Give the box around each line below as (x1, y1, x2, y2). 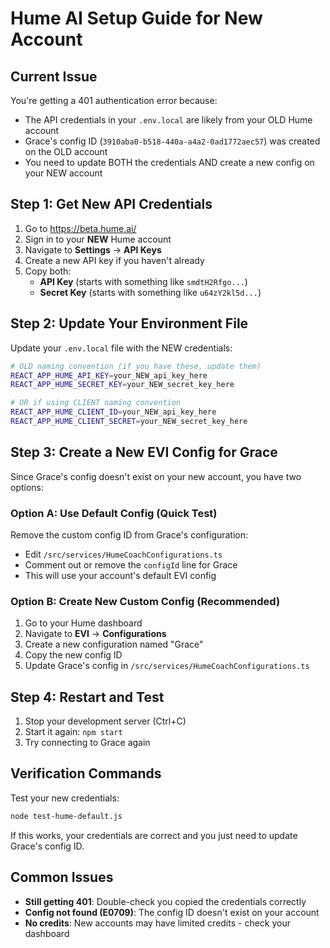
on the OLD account (24, 146, 108, 157)
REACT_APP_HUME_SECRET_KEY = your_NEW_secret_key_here (10, 380, 235, 390)
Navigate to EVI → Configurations (24, 628, 167, 640)
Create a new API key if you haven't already (24, 254, 205, 266)
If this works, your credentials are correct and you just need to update (10, 829, 298, 841)
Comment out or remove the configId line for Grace (24, 558, 238, 571)
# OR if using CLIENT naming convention (10, 398, 182, 408)
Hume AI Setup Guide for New (10, 7, 263, 30)
